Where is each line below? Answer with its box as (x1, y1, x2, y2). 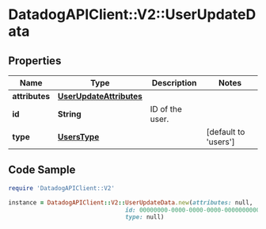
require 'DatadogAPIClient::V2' (8, 184, 115, 192)
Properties (8, 54, 62, 67)
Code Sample (8, 163, 76, 177)
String (58, 109, 82, 120)
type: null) (125, 213, 165, 221)
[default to (206, 127, 245, 137)
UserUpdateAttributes (58, 91, 142, 101)
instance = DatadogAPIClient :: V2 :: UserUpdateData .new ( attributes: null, (8, 198, 253, 207)
